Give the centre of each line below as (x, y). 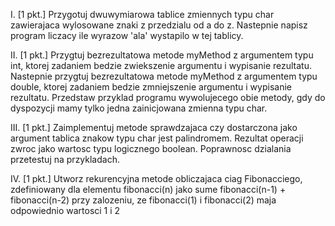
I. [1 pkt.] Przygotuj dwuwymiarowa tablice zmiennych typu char (142, 14)
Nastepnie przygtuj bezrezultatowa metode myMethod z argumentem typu (164, 76)
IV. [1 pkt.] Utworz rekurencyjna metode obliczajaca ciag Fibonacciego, (156, 178)
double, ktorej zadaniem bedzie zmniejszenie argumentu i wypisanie (151, 87)
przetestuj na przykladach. (65, 159)
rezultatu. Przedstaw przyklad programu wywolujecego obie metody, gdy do (168, 97)
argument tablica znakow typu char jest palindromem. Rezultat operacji (157, 138)
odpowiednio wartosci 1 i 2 (65, 210)
